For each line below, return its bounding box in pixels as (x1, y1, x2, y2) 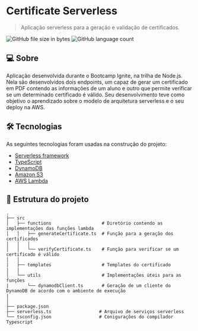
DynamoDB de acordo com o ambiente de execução (6, 288, 126, 294)
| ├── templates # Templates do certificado (6, 262, 171, 268)
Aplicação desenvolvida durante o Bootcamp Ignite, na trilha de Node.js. (6, 72, 183, 79)
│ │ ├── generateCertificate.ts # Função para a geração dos (6, 231, 174, 237)
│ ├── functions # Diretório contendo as (6, 220, 163, 226)
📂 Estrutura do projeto (6, 194, 89, 204)
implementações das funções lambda (6, 226, 94, 232)
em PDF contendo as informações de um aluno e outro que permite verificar (6, 84, 193, 92)
